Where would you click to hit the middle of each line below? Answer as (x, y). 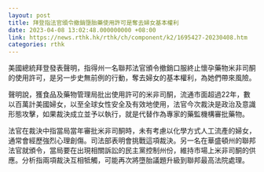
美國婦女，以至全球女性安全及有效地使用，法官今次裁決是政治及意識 (145, 104)
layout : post (29, 15)
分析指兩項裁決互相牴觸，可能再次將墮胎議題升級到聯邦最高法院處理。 (135, 160)
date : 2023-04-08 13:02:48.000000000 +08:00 (82, 30)
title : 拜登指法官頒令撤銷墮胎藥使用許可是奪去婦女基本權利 (93, 23)
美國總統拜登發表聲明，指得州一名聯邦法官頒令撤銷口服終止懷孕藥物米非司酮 (132, 68)
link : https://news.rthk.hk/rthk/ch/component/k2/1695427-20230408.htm (128, 37)
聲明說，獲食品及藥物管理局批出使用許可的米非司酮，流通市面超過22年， (126, 94)
